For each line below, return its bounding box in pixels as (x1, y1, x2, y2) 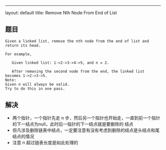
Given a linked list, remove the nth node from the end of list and (5, 38, 149, 43)
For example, (5, 51, 32, 57)
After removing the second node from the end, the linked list (11, 69, 145, 74)
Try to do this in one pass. (5, 86, 65, 91)
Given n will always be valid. (5, 82, 70, 87)
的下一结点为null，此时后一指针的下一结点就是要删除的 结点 (12, 121, 134, 127)
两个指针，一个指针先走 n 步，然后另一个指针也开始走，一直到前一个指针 (12, 114, 161, 121)
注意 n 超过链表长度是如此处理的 (12, 139, 78, 146)
